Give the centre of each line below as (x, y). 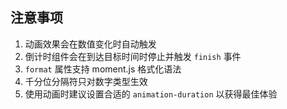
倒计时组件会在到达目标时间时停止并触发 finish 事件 (133, 56)
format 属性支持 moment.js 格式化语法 (103, 69)
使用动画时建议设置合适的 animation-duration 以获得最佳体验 (151, 94)
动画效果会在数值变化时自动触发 (90, 44)
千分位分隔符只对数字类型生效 (86, 81)
